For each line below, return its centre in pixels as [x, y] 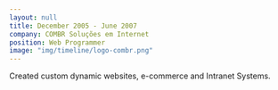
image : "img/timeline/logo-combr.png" [81, 51]
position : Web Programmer [57, 42]
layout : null [33, 17]
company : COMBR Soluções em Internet [79, 34]
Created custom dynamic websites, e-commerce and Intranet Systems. [140, 76]
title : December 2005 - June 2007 [74, 26]
